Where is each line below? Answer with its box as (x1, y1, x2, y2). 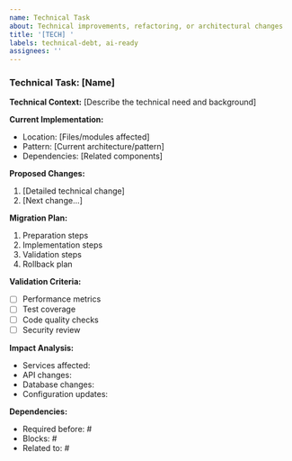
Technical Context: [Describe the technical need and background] (9, 96, 257, 108)
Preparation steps (22, 230, 89, 241)
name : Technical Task (9, 13, 91, 23)
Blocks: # (22, 433, 58, 444)
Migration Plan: (9, 212, 68, 223)
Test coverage (22, 303, 76, 315)
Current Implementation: (9, 114, 104, 125)
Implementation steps (22, 240, 103, 250)
